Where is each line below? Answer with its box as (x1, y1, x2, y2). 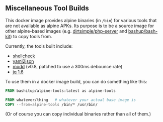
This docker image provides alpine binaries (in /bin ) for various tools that (5, 17, 157, 23)
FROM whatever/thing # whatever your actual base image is (5, 97, 136, 102)
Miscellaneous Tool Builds (5, 4, 89, 13)
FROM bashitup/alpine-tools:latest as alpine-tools (5, 88, 116, 93)
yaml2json (12, 58, 34, 64)
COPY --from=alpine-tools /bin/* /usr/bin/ (5, 102, 98, 107)
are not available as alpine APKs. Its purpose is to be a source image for (5, 23, 154, 29)
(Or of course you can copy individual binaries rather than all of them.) (5, 111, 151, 117)
